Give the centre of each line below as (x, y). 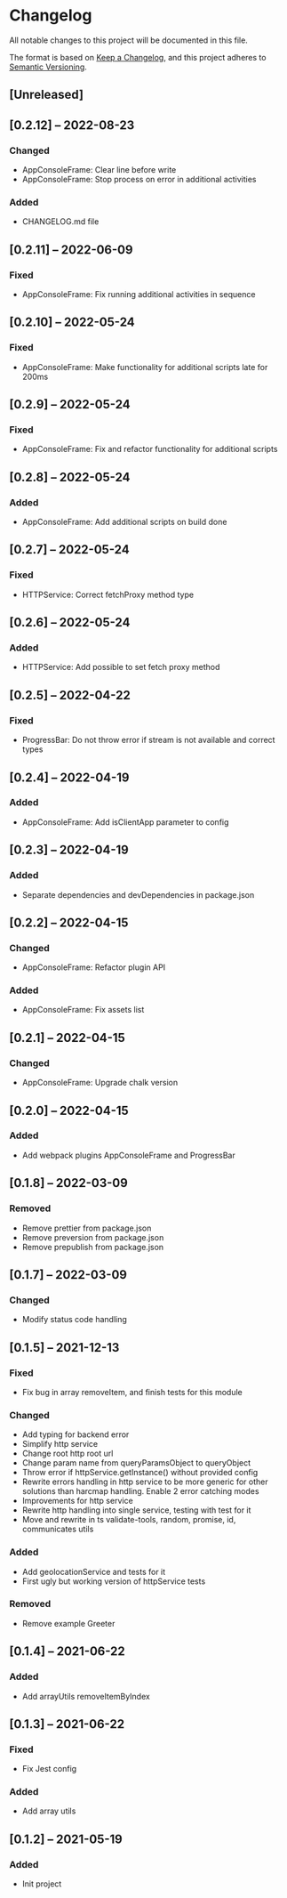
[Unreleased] (47, 95)
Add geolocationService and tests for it (94, 1571)
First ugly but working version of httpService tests (114, 1581)
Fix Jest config (49, 1769)
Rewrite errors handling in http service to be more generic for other (145, 1482)
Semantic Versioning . (48, 67)
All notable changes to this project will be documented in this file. (129, 40)
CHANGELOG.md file (60, 222)
